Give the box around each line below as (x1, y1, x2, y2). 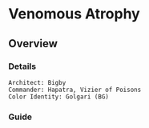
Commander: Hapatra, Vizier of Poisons (8, 86, 142, 94)
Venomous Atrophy (8, 5, 140, 23)
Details (8, 61, 37, 72)
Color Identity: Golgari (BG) (8, 93, 110, 101)
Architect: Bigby (8, 78, 66, 86)
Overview (8, 37, 58, 50)
